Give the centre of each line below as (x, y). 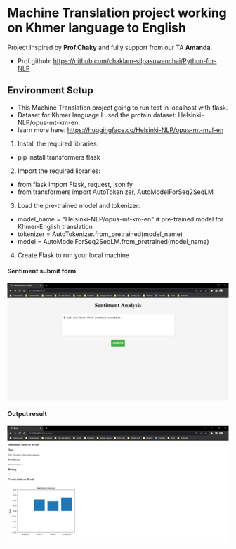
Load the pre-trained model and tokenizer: (79, 205)
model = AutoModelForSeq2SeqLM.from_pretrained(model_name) (113, 241)
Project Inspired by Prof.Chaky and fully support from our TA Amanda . (110, 47)
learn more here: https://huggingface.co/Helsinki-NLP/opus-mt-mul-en (120, 130)
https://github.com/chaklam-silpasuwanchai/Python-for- (135, 60)
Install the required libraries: (58, 143)
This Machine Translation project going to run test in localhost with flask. (123, 108)
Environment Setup (50, 90)
